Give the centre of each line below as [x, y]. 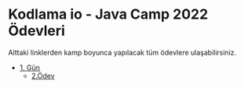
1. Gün [30, 67]
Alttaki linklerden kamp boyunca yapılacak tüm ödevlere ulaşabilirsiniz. [122, 52]
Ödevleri [36, 31]
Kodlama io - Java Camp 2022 [108, 14]
